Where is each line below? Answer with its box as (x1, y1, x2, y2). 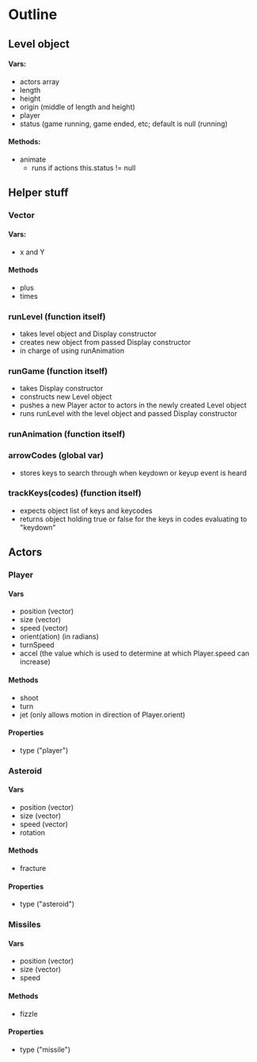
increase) (19, 657, 51, 667)
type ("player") (19, 745, 69, 754)
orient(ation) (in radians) (19, 632, 100, 641)
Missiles (8, 919, 41, 930)
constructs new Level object (19, 392, 112, 402)
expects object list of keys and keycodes (19, 506, 153, 515)
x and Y (19, 247, 45, 257)
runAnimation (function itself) (8, 429, 126, 440)
